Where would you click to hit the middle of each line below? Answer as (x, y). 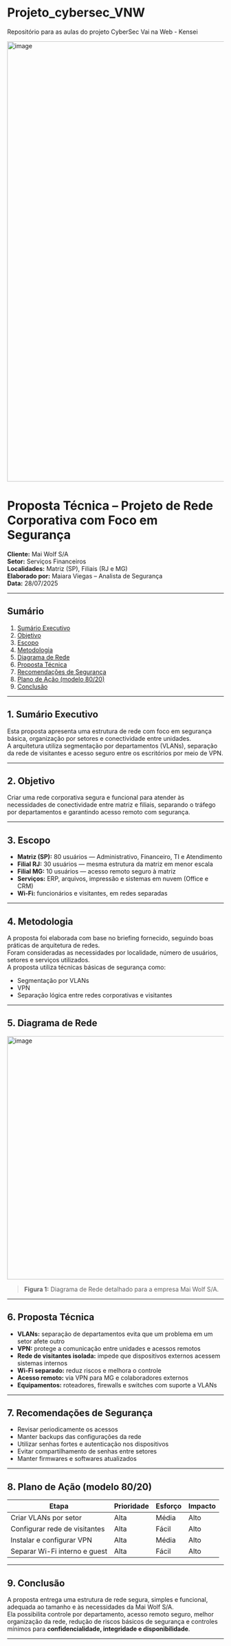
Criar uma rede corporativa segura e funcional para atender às (96, 798)
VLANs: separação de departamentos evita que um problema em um (115, 1334)
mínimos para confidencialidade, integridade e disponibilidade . (99, 1629)
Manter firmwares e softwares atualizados (77, 1459)
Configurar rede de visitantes (58, 1529)
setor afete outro (41, 1341)
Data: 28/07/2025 (33, 583)
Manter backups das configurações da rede (79, 1437)
